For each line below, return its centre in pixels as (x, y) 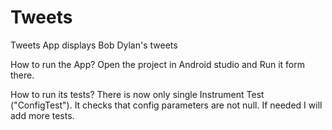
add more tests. (42, 115)
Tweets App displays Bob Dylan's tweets (94, 45)
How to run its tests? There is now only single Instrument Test (137, 94)
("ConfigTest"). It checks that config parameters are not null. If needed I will (166, 105)
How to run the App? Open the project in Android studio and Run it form (157, 64)
